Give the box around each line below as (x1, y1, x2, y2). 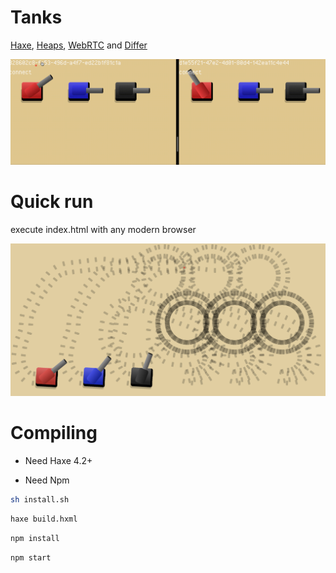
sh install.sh (10, 495, 70, 505)
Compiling (10, 422, 98, 445)
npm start (10, 552, 52, 563)
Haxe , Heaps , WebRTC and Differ (10, 39, 148, 51)
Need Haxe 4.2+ (24, 455, 93, 467)
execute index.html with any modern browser (10, 223, 197, 235)
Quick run (10, 190, 94, 213)
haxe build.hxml (10, 514, 78, 525)
